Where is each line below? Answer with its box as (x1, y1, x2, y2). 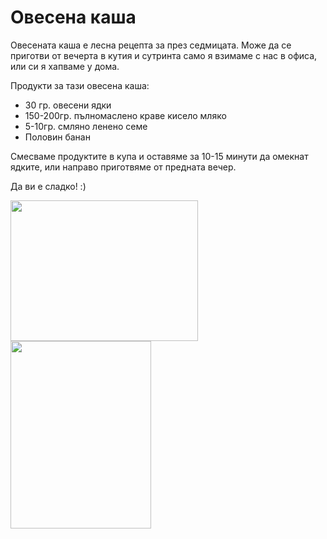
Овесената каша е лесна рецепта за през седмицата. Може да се (10, 39, 292, 51)
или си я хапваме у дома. (10, 60, 120, 72)
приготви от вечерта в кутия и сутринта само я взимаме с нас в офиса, (10, 49, 318, 61)
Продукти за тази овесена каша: (10, 79, 150, 91)
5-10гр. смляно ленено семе (24, 120, 148, 132)
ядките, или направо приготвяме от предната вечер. (10, 161, 237, 173)
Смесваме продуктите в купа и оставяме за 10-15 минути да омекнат (10, 150, 309, 162)
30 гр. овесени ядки (24, 99, 112, 111)
